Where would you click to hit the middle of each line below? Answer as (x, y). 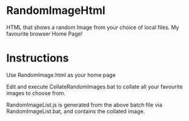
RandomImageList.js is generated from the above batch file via (84, 105)
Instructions (38, 58)
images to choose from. (36, 93)
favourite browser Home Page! (45, 33)
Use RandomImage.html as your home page (61, 75)
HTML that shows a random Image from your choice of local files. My (93, 27)
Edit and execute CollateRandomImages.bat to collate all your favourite (94, 87)
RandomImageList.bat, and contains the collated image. (76, 111)
